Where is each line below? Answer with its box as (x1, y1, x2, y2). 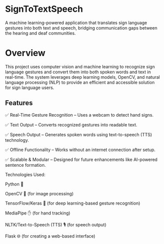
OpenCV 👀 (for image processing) (5, 190, 74, 196)
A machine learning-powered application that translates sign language (5, 20, 147, 26)
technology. (5, 137, 29, 143)
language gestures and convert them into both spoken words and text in (5, 69, 151, 75)
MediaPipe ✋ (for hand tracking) (5, 210, 71, 216)
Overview (5, 48, 46, 59)
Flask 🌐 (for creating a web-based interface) (5, 233, 96, 239)
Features (5, 99, 33, 107)
